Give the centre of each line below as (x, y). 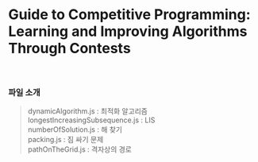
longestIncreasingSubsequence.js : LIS (91, 120)
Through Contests (69, 48)
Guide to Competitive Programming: (129, 15)
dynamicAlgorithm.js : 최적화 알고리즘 (88, 111)
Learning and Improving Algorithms (128, 31)
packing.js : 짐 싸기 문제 (65, 140)
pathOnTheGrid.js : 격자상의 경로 (80, 149)
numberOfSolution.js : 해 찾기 (75, 129)
